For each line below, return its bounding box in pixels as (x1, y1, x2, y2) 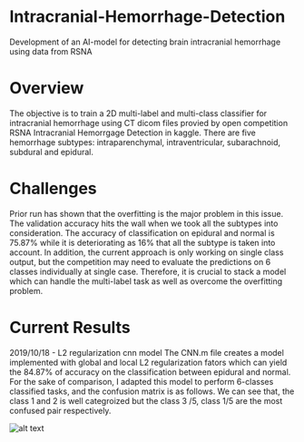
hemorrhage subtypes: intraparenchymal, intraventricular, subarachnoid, (9, 136, 281, 147)
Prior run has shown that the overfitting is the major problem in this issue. (9, 208, 284, 219)
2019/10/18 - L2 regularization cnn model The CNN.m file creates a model (9, 347, 284, 358)
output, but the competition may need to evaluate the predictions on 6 (9, 256, 271, 267)
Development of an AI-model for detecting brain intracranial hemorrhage (9, 36, 281, 47)
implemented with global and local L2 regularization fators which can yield (9, 357, 288, 368)
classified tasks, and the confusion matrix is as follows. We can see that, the (9, 386, 295, 397)
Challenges (9, 179, 97, 199)
